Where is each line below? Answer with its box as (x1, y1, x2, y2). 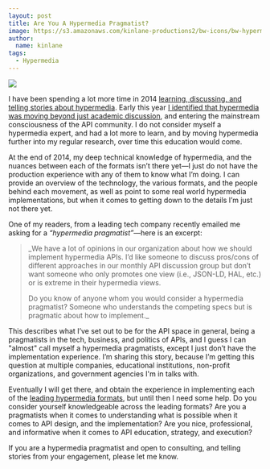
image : (8, 27, 31, 35)
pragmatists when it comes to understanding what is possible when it (8, 410, 239, 420)
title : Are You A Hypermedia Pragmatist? (8, 19, 149, 27)
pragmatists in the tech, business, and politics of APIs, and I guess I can (8, 334, 247, 344)
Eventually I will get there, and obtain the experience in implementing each (8, 384, 256, 394)
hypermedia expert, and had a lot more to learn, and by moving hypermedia (8, 128, 259, 138)
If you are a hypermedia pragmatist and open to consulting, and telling (8, 442, 241, 452)
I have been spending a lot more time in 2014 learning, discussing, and (8, 93, 243, 103)
